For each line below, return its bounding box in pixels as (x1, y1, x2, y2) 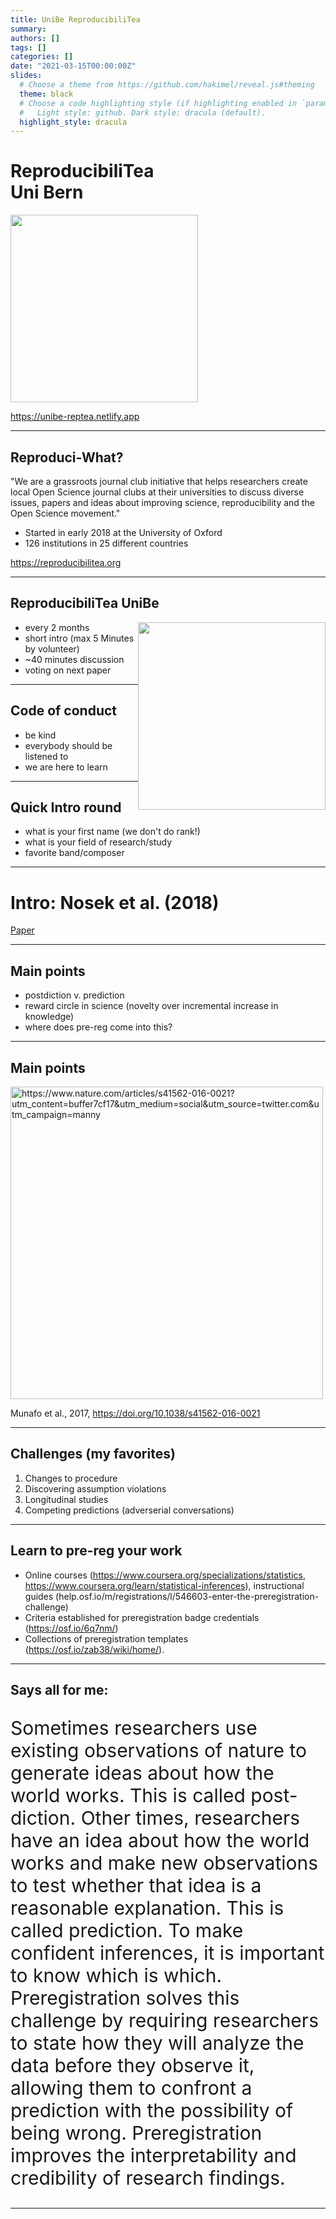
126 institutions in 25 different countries (24, 537, 189, 549)
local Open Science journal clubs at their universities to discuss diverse (10, 486, 305, 498)
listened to (24, 750, 69, 762)
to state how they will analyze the (10, 2031, 305, 2055)
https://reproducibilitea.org (10, 557, 122, 568)
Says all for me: (10, 1682, 109, 1699)
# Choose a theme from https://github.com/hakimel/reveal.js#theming (19, 80, 315, 90)
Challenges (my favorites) (10, 1446, 176, 1463)
